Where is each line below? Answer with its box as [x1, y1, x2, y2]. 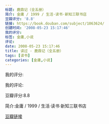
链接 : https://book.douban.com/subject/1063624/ [5, 21, 105, 26]
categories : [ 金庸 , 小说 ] [5, 58, 53, 62]
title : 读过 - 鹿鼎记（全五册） [5, 48, 64, 53]
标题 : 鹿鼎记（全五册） [5, 7, 46, 12]
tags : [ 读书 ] [5, 53, 30, 58]
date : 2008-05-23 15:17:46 [5, 44, 60, 49]
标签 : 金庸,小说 [5, 35, 34, 40]
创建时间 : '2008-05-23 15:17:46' [5, 26, 70, 31]
